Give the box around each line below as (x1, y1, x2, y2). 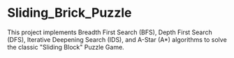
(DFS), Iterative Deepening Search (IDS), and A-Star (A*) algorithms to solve (7, 35, 227, 43)
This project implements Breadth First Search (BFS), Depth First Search (7, 28, 213, 36)
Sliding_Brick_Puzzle (7, 5, 132, 21)
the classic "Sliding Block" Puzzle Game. (7, 43, 124, 51)
